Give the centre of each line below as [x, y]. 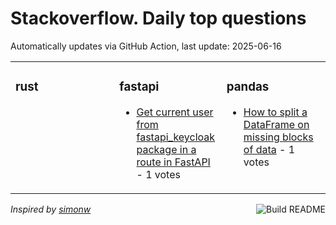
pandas [248, 87]
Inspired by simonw [51, 209]
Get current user [175, 112]
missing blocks [278, 137]
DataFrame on [276, 124]
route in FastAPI [173, 162]
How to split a [275, 112]
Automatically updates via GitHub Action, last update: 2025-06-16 [146, 46]
